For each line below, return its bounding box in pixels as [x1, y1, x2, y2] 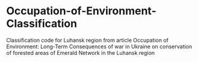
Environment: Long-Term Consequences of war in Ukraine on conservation [6, 43, 193, 50]
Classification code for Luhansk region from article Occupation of [6, 36, 169, 44]
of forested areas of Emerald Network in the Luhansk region [6, 49, 155, 56]
